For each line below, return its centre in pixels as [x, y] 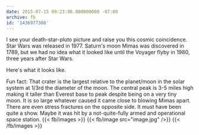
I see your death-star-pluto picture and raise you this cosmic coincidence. [97, 40]
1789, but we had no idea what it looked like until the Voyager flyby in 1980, [98, 52]
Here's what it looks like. [36, 70]
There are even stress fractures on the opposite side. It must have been [94, 107]
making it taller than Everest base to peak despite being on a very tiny [91, 94]
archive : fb [21, 17]
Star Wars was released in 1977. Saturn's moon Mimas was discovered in [95, 46]
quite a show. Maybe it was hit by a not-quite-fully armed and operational [96, 113]
